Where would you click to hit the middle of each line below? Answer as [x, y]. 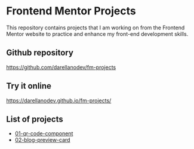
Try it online [29, 86]
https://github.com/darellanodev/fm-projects [61, 67]
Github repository [40, 53]
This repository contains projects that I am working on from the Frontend [96, 28]
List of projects [35, 119]
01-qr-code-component [44, 133]
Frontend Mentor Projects [71, 11]
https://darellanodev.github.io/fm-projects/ [59, 101]
